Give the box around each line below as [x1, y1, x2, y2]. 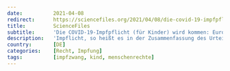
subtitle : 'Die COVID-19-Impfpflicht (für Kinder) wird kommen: [7, 28, 210, 36]
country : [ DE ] [7, 41, 66, 48]
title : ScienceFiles [7, 22, 90, 29]
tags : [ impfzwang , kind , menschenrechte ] [7, 54, 155, 61]
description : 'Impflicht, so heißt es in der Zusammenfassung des [7, 35, 207, 42]
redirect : [7, 16, 36, 23]
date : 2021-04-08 [7, 9, 84, 17]
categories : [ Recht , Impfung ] [7, 48, 103, 55]
